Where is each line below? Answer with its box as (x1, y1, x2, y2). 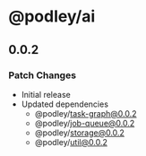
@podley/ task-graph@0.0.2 (34, 108, 137, 118)
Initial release (21, 89, 71, 100)
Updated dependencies (21, 99, 109, 109)
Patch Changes (8, 69, 77, 82)
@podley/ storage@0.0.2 (34, 127, 125, 138)
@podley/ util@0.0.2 (34, 136, 108, 147)
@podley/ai (8, 6, 96, 27)
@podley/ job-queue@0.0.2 (34, 117, 135, 128)
